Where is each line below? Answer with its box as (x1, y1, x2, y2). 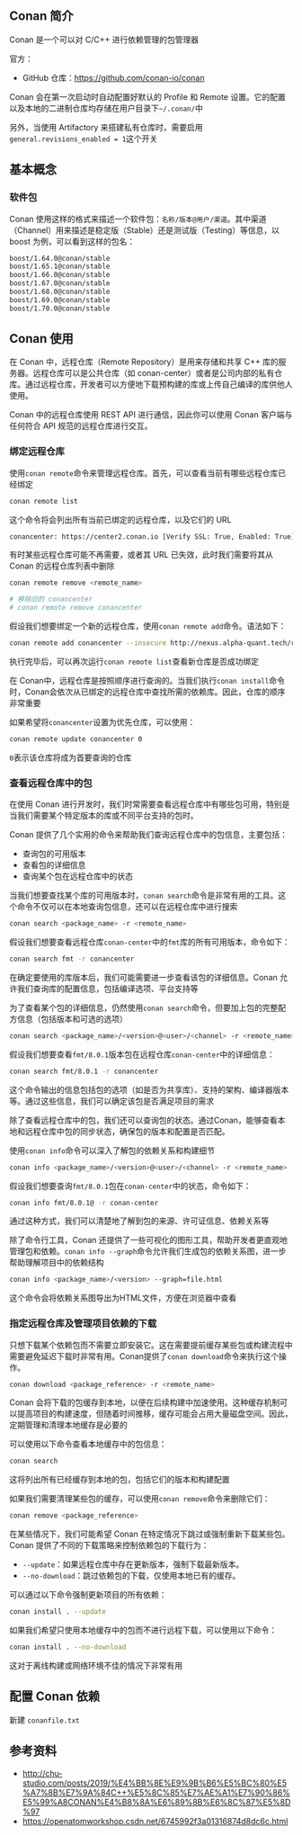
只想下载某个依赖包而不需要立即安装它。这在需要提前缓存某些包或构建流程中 (9, 1339, 293, 1350)
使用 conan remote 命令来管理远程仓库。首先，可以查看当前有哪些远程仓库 (9, 467, 279, 479)
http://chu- (22, 1768, 63, 1778)
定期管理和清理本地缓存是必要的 (9, 1419, 128, 1430)
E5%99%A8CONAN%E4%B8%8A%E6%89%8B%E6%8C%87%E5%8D (22, 1796, 291, 1807)
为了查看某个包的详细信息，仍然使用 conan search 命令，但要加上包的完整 (9, 1002, 279, 1013)
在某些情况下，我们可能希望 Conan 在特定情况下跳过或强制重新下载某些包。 (9, 1528, 290, 1540)
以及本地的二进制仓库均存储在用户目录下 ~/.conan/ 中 (9, 103, 204, 113)
